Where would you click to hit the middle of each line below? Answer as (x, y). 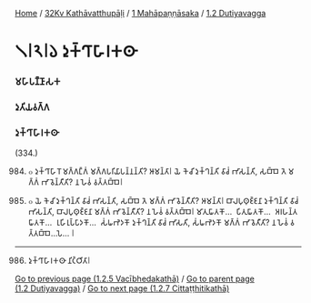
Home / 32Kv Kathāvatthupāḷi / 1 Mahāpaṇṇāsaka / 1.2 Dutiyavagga (140, 13)
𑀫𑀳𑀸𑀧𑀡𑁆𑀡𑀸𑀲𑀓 (38, 82)
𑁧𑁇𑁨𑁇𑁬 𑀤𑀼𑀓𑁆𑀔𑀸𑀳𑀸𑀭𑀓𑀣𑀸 (75, 51)
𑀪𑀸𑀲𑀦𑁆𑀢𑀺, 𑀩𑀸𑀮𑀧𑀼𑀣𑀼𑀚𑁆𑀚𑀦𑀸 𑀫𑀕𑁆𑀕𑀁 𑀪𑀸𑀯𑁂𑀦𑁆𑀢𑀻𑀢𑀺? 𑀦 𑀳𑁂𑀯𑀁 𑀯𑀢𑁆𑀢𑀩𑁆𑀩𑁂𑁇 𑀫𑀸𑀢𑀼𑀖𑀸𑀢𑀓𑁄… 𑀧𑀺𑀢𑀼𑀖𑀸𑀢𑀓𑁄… (149, 212)
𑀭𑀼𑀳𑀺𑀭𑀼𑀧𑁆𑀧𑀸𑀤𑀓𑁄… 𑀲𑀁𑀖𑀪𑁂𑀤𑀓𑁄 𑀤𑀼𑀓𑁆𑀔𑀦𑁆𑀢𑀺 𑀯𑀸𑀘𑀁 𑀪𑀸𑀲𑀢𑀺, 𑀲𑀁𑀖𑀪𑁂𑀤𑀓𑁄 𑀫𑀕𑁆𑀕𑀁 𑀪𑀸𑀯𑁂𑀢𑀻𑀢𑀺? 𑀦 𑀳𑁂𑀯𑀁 (172, 223)
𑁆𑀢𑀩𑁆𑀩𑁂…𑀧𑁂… (49, 233)
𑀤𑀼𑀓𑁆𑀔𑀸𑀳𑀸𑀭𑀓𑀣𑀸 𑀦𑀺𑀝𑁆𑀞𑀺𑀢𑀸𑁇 (59, 261)
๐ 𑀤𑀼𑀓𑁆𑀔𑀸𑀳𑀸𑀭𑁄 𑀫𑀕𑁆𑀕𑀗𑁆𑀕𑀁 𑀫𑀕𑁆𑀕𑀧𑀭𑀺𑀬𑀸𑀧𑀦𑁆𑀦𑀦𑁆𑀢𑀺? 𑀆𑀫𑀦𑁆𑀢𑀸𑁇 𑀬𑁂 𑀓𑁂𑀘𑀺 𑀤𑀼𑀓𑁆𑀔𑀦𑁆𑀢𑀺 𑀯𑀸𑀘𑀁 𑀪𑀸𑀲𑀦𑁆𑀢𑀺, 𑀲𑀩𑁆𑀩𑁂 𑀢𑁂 (157, 171)
